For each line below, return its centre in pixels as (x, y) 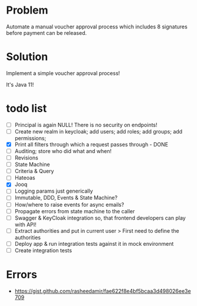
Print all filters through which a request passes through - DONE (91, 144)
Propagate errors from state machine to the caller (75, 211)
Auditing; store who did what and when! (63, 151)
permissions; (30, 138)
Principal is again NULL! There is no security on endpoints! (86, 125)
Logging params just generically (54, 191)
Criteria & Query (34, 171)
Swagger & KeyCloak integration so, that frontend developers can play (100, 218)
